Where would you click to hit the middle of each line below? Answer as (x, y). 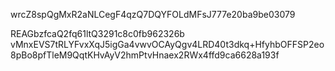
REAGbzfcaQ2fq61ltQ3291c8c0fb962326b (97, 33)
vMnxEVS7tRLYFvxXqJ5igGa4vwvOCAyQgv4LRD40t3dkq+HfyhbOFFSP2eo (167, 44)
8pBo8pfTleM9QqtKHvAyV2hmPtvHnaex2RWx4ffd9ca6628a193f (145, 55)
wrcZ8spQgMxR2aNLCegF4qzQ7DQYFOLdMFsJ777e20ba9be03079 (153, 14)
